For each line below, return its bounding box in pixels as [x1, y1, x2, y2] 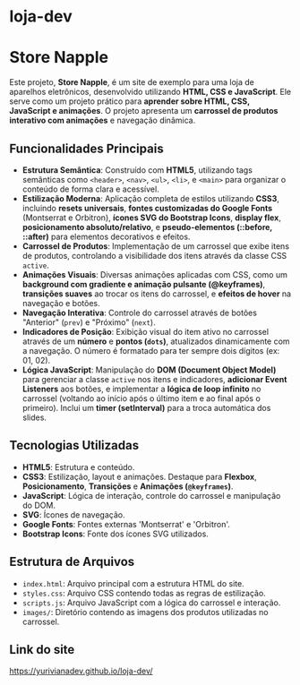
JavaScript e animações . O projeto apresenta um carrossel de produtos [9, 106, 279, 116]
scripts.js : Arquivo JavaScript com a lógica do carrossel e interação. [21, 597, 281, 608]
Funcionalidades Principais [9, 141, 164, 156]
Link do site [9, 642, 75, 657]
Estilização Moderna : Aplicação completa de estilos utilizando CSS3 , [21, 193, 280, 203]
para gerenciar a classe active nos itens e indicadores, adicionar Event [21, 373, 287, 384]
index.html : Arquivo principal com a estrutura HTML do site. [21, 578, 244, 588]
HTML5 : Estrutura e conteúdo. [21, 461, 135, 472]
